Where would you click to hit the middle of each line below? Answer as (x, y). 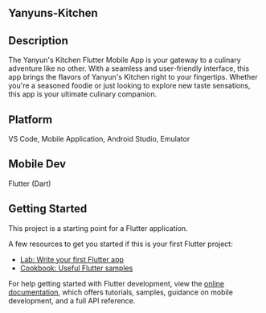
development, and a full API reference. (72, 300)
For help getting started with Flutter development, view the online (117, 283)
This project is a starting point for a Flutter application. (98, 228)
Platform (31, 119)
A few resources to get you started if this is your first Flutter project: (121, 244)
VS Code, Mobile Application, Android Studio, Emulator (99, 139)
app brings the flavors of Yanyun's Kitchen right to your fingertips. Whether (133, 77)
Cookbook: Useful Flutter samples (76, 268)
